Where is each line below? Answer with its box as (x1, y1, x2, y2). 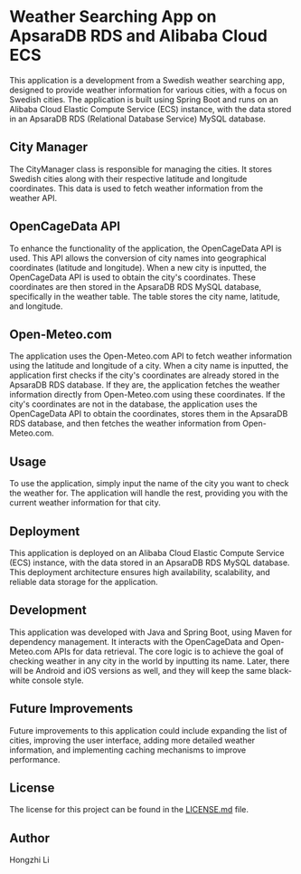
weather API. (9, 192, 57, 203)
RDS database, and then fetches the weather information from (9, 418, 241, 429)
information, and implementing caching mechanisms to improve (9, 744, 247, 755)
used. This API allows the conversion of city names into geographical (9, 252, 267, 264)
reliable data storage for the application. (9, 577, 158, 587)
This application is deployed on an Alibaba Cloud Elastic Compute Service (9, 548, 285, 558)
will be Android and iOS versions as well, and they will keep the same (9, 665, 267, 676)
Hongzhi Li (9, 854, 50, 866)
